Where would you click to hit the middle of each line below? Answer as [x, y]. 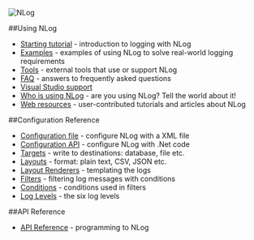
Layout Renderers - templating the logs [86, 170]
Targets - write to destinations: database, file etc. [102, 153]
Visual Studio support [56, 87]
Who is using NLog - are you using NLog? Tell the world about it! [128, 96]
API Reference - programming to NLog [84, 227]
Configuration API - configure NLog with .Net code [105, 144]
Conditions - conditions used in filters [83, 187]
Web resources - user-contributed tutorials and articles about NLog [133, 104]
